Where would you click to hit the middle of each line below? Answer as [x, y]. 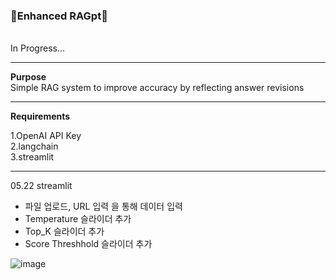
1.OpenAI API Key [46, 136]
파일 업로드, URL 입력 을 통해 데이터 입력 [103, 206]
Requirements [40, 116]
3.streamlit [32, 157]
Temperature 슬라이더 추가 [78, 219]
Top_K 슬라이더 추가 [64, 231]
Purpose [28, 77]
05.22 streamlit [41, 186]
